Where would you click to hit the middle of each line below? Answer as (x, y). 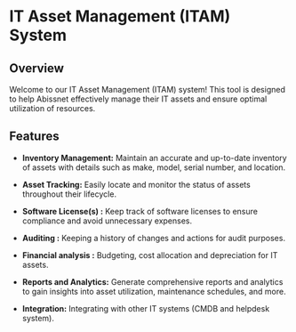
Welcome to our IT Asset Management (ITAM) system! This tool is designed (148, 89)
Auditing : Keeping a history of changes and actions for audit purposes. (154, 238)
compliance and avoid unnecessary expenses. (107, 221)
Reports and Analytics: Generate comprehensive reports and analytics (152, 281)
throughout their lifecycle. (69, 194)
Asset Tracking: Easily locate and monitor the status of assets (136, 184)
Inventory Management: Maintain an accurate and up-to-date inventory (154, 158)
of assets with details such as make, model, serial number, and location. (154, 167)
